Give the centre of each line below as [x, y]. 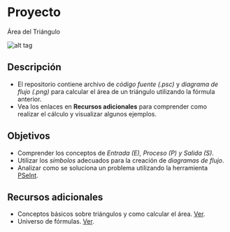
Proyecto [34, 12]
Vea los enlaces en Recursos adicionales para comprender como [112, 107]
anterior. [29, 99]
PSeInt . [28, 175]
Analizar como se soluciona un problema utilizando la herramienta [113, 168]
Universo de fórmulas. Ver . [56, 221]
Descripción [34, 67]
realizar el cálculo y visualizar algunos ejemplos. [87, 114]
